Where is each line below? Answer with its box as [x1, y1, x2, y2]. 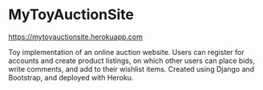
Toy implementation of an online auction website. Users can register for [8, 47, 245, 57]
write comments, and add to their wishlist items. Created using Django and [8, 64, 255, 73]
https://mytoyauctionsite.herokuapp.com [8, 32, 143, 41]
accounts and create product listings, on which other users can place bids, [8, 56, 255, 65]
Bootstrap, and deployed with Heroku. [8, 72, 134, 82]
